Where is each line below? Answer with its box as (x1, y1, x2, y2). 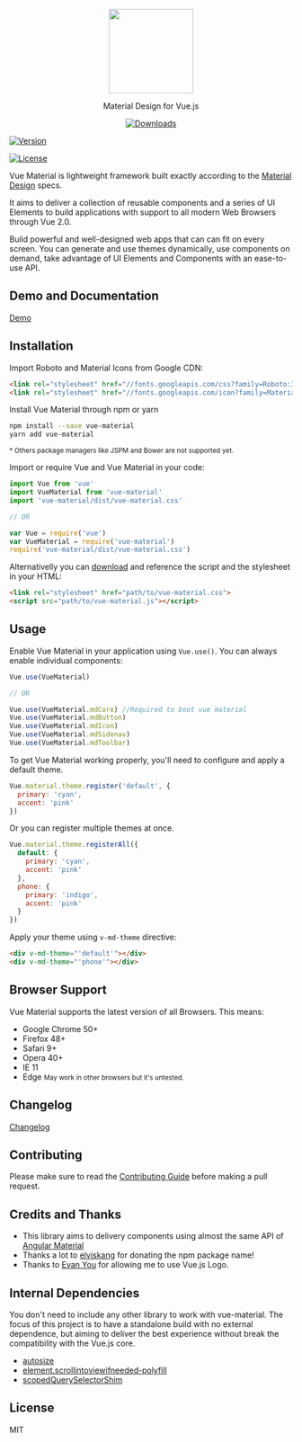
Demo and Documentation (9, 289, 159, 304)
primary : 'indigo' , (25, 890, 99, 899)
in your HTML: (9, 571, 63, 582)
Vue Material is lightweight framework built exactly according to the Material (9, 171, 292, 181)
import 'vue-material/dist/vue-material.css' (9, 495, 182, 505)
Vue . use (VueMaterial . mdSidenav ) (9, 730, 130, 739)
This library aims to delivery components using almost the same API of (22, 1231, 285, 1242)
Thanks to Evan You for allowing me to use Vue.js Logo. (22, 1260, 229, 1270)
